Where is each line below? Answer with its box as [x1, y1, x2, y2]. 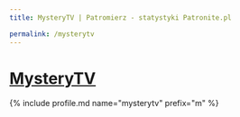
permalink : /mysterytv [9, 29, 95, 39]
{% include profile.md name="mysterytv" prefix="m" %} [9, 98, 219, 109]
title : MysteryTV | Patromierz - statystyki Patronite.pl [9, 13, 232, 22]
